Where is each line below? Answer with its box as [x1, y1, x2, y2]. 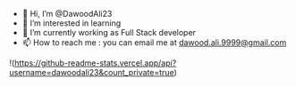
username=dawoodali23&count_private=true [9, 67, 174, 77]
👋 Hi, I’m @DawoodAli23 [21, 9, 113, 19]
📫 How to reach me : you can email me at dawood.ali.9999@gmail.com [21, 37, 287, 48]
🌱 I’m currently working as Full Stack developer [21, 27, 197, 37]
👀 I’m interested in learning [21, 18, 122, 28]
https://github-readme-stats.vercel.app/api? [14, 58, 177, 68]
